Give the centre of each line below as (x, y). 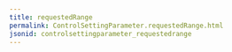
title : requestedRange (51, 17)
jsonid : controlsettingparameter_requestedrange (101, 33)
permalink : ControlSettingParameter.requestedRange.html (116, 26)
